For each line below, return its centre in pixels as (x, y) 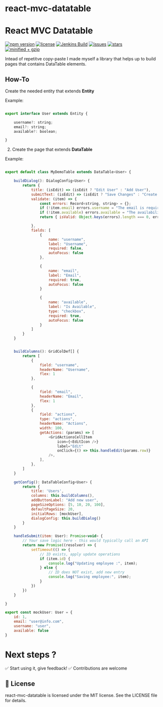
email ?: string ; (30, 127)
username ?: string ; (33, 122)
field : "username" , (59, 365)
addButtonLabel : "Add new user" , (65, 500)
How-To (17, 79)
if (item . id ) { (55, 559)
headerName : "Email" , (61, 396)
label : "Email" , (65, 275)
